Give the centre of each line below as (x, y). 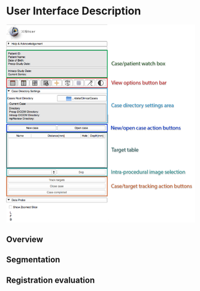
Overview (25, 239)
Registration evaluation (51, 280)
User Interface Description (74, 11)
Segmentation (33, 260)
